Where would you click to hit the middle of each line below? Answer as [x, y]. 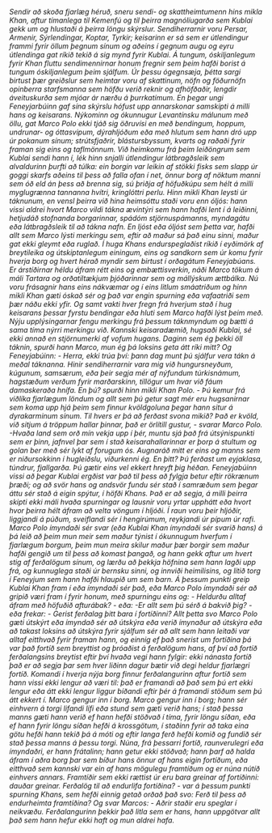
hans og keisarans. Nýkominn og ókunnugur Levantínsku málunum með [129, 115]
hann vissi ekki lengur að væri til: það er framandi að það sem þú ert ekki [131, 682]
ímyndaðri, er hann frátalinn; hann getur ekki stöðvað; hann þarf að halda [132, 751]
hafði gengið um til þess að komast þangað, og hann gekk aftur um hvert [131, 553]
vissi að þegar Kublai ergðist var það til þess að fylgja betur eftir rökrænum [134, 476]
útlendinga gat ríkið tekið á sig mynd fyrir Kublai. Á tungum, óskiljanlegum [132, 55]
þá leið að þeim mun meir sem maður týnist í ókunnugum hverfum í [121, 536]
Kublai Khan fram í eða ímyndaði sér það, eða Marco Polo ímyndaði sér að [133, 588]
